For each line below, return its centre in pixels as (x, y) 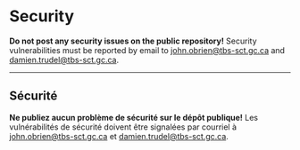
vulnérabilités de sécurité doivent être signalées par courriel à (123, 127)
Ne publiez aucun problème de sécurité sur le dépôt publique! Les (134, 117)
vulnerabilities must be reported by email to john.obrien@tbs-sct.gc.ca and (147, 50)
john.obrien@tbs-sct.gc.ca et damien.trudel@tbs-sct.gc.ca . (119, 136)
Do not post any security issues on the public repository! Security (133, 41)
